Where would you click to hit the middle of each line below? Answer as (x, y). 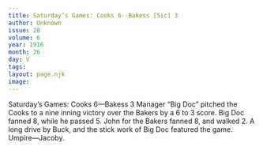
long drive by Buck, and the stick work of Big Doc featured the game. (120, 129)
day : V (19, 60)
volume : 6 (24, 37)
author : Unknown (35, 23)
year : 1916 (26, 45)
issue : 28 (24, 30)
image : (19, 81)
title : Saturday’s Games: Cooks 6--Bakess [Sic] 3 (93, 15)
